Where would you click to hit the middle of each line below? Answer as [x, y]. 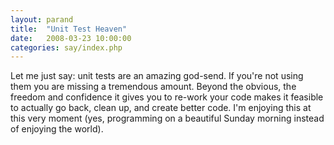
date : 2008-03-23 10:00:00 [71, 38]
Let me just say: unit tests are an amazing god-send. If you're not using [157, 76]
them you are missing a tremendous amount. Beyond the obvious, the [153, 87]
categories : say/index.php [66, 47]
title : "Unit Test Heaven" [69, 29]
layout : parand [42, 19]
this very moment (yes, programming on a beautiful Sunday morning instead [167, 118]
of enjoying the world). [57, 129]
